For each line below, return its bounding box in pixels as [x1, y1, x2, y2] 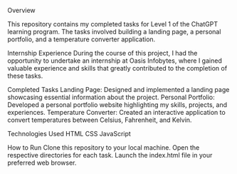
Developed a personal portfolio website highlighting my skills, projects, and [7, 101, 228, 109]
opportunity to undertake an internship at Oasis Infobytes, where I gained [7, 56, 222, 65]
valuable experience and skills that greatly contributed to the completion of [7, 64, 228, 72]
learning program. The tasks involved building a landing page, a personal [7, 28, 221, 36]
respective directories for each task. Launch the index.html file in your [7, 151, 213, 159]
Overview [7, 6, 36, 14]
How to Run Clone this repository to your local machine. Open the [7, 143, 200, 152]
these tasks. [7, 71, 43, 80]
